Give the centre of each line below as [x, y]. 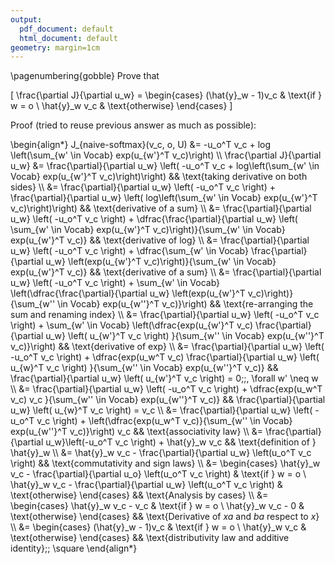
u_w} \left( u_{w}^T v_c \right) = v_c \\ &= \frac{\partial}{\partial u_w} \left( [161, 410]
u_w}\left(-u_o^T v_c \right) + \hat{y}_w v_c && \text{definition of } [181, 442]
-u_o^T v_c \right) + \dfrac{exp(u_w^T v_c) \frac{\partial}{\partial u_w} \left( [165, 357]
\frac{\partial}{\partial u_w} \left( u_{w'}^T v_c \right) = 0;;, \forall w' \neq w [164, 378]
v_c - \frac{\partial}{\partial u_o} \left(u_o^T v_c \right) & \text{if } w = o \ [158, 474]
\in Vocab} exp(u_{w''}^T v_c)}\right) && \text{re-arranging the [185, 304]
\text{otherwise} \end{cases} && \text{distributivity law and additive [150, 538]
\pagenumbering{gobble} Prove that [85, 76]
